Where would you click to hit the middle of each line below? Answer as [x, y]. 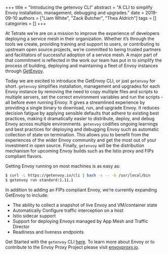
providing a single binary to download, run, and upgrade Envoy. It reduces [82, 108]
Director [21, 226]
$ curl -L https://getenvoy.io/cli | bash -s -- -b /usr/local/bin [78, 175]
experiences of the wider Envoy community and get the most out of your [81, 140]
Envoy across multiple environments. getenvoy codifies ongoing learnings [82, 124]
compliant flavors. [24, 156]
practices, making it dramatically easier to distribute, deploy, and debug [80, 118]
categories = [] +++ [26, 23]
